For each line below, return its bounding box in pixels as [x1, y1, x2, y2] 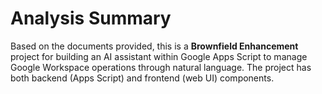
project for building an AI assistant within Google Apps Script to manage [10, 50, 308, 62]
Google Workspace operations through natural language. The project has [10, 61, 312, 73]
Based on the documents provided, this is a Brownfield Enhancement [10, 40, 299, 52]
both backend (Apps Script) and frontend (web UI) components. [10, 72, 275, 84]
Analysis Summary [10, 7, 172, 30]
